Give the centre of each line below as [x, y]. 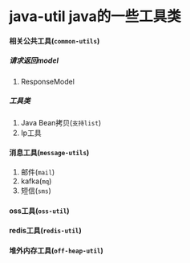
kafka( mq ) [36, 181]
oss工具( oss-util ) [40, 211]
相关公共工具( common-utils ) [55, 40]
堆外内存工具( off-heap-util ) [56, 250]
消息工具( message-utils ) [49, 153]
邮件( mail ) [38, 172]
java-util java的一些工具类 [95, 16]
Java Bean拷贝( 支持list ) [61, 122]
